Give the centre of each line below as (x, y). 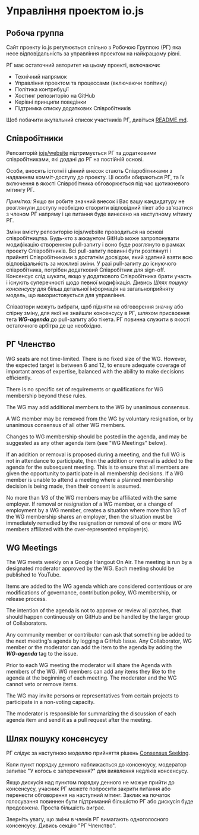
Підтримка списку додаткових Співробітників (73, 108)
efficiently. (19, 378)
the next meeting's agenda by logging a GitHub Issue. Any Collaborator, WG (99, 641)
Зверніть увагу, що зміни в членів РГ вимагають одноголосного (87, 820)
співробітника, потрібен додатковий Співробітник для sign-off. (86, 270)
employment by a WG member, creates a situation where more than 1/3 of (97, 510)
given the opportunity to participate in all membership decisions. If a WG (95, 473)
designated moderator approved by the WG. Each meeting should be (90, 568)
